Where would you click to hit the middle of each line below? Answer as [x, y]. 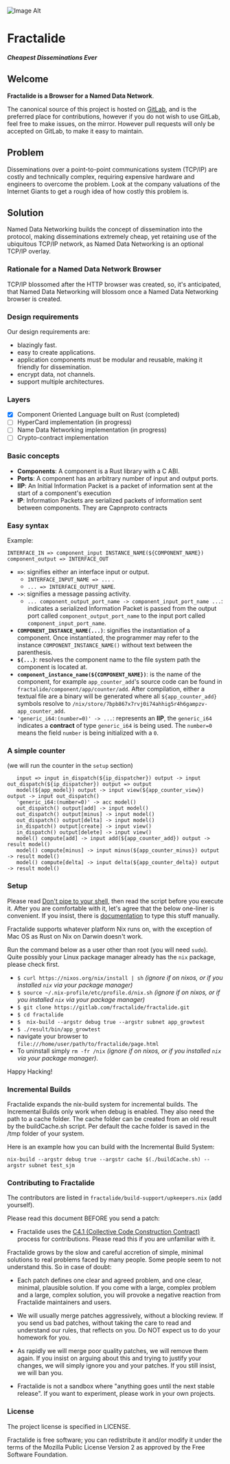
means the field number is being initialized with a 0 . [88, 733]
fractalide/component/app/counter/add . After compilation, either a [111, 689]
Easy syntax [28, 525]
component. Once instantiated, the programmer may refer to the [108, 638]
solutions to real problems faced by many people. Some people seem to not [114, 1259]
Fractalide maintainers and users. [64, 1302]
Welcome [28, 79]
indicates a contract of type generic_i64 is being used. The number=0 [115, 726]
